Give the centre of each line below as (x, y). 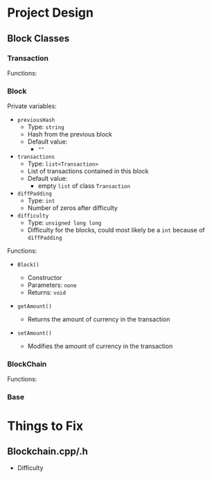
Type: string (46, 127)
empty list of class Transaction (84, 186)
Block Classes (38, 38)
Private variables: (32, 106)
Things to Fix (45, 426)
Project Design (50, 13)
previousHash (36, 120)
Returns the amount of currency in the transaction (99, 320)
